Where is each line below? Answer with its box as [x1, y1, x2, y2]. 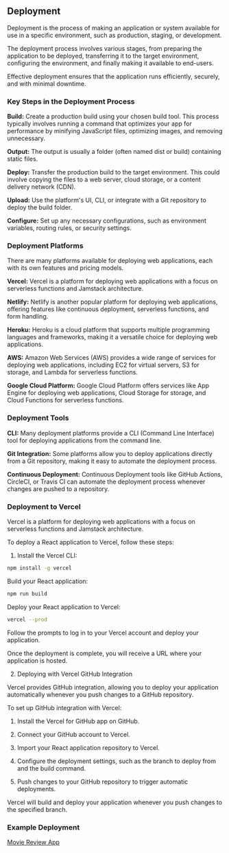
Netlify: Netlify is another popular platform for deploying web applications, [7, 298, 218, 306]
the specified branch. [7, 805, 67, 813]
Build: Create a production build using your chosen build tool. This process [7, 113, 219, 121]
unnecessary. [7, 134, 46, 143]
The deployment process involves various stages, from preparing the [7, 44, 202, 52]
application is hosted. [7, 656, 68, 665]
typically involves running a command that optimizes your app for [7, 120, 192, 128]
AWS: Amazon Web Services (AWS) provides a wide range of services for [7, 354, 216, 362]
